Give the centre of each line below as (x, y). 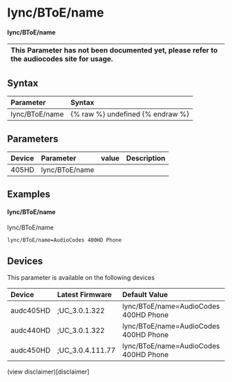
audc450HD (30, 350)
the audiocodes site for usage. (62, 59)
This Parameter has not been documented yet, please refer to (114, 50)
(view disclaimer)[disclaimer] (48, 372)
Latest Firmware (85, 295)
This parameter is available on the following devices (81, 278)
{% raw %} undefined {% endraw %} (130, 114)
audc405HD (30, 311)
